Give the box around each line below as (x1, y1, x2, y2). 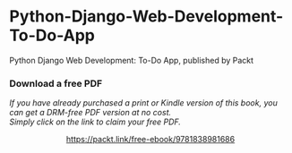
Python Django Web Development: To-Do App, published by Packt (9, 55, 253, 65)
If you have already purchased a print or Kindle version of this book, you (9, 98, 278, 108)
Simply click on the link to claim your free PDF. (9, 116, 182, 127)
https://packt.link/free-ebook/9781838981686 (65, 134, 236, 145)
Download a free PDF (9, 77, 103, 89)
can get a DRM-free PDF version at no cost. (9, 107, 172, 118)
